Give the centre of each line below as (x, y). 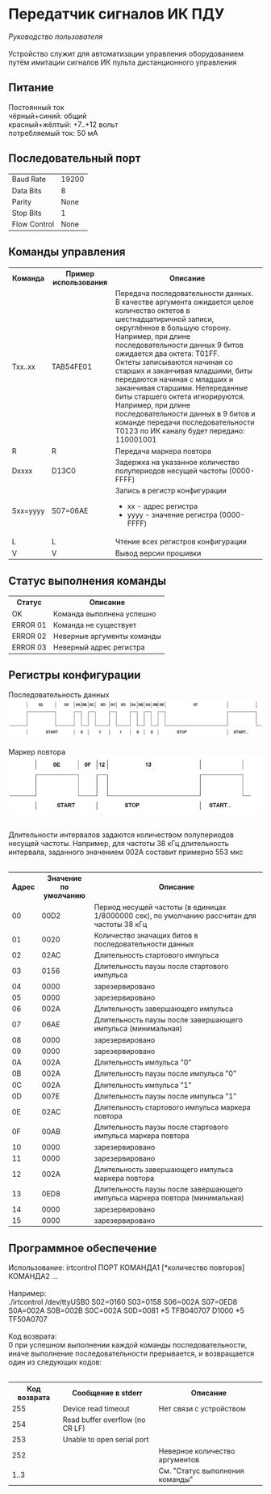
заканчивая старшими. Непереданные (182, 388)
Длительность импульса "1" (143, 1085)
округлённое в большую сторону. (173, 328)
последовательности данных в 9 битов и (186, 414)
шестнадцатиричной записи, (165, 320)
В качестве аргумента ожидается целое (185, 302)
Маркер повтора (37, 751)
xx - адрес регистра (163, 506)
